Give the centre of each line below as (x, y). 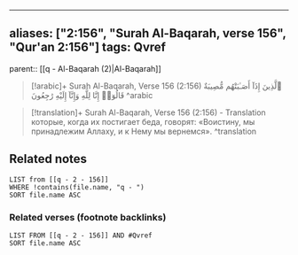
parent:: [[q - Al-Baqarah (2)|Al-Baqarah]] (85, 68)
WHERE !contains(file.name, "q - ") (77, 187)
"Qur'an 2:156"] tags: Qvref (88, 47)
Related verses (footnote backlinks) (88, 217)
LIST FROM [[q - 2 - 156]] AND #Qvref (81, 236)
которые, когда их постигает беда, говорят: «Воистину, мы (143, 121)
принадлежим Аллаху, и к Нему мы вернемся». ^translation (144, 131)
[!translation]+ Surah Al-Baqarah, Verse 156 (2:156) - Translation (148, 112)
